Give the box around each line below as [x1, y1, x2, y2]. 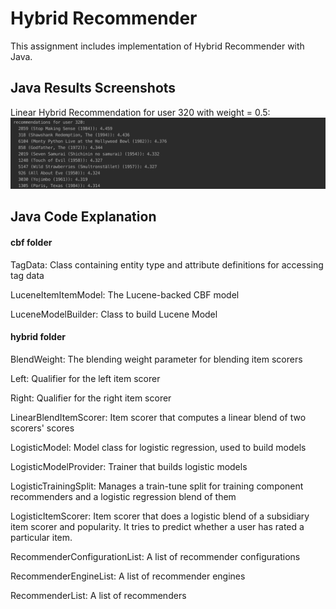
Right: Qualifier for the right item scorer [10, 392, 172, 404]
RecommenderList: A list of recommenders [10, 589, 187, 601]
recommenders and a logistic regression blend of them [10, 490, 237, 502]
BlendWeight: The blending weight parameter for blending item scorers [10, 353, 303, 365]
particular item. [10, 531, 73, 543]
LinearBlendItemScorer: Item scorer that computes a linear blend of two [10, 411, 307, 423]
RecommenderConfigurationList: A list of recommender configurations [10, 550, 301, 562]
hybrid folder [10, 331, 66, 343]
